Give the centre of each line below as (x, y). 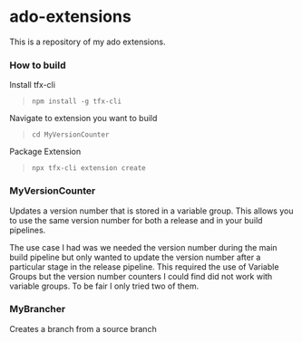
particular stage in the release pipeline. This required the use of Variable (144, 266)
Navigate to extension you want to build (83, 119)
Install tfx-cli (33, 85)
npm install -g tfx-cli (77, 101)
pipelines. (28, 230)
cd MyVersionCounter (70, 135)
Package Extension (45, 152)
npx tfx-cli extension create (89, 168)
